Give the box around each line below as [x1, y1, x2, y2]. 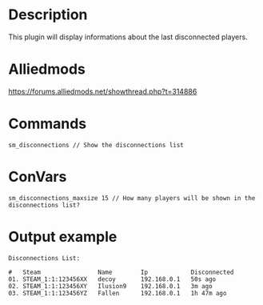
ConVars [8, 168, 67, 186]
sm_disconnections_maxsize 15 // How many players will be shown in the [8, 194, 256, 202]
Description [8, 6, 88, 24]
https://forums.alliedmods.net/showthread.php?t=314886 [8, 86, 197, 96]
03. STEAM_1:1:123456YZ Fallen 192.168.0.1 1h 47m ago [8, 289, 227, 297]
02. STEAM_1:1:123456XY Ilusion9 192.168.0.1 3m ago [8, 282, 213, 290]
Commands [8, 114, 87, 133]
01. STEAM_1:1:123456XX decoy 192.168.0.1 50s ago [8, 275, 217, 283]
